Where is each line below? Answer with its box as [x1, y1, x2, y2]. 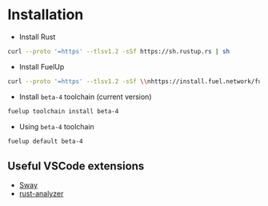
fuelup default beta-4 [7, 137, 83, 145]
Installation [7, 6, 84, 24]
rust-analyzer [18, 189, 64, 199]
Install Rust [18, 32, 56, 42]
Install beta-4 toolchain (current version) [18, 92, 152, 101]
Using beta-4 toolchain [18, 121, 95, 131]
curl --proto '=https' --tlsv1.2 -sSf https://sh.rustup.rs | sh [7, 47, 230, 55]
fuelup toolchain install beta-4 [7, 107, 119, 115]
